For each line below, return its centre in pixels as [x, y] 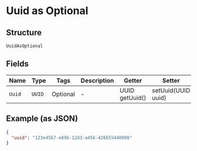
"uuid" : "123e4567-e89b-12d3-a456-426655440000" [72, 137]
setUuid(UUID [171, 90]
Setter [171, 80]
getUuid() [133, 98]
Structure [24, 33]
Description [97, 80]
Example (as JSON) [42, 119]
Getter [133, 80]
